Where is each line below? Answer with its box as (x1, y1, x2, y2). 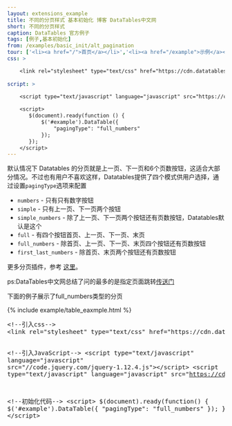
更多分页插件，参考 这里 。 (7, 263, 81, 271)
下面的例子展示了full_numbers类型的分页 (7, 292, 123, 301)
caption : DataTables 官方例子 (7, 29, 90, 37)
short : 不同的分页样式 (7, 23, 66, 30)
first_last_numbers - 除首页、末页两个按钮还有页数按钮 (17, 248, 176, 257)
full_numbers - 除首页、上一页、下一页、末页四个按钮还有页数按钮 (17, 239, 206, 248)
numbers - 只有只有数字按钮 (17, 196, 95, 205)
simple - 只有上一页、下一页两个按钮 (17, 205, 122, 213)
